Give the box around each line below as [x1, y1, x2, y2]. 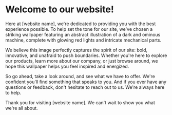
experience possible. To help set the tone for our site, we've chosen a [5, 26, 153, 32]
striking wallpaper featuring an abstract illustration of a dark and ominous [5, 31, 161, 37]
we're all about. [5, 105, 38, 111]
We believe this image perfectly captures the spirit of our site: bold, [5, 47, 148, 53]
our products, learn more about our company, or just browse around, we [5, 57, 158, 64]
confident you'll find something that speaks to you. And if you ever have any [5, 79, 167, 85]
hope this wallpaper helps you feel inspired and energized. [5, 63, 129, 69]
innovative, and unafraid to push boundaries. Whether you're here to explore [5, 52, 167, 59]
